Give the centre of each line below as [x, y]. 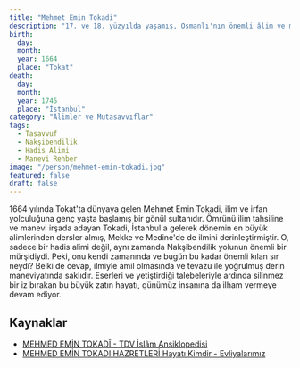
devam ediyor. [35, 295]
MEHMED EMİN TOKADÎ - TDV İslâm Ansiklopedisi [115, 344]
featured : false [39, 175]
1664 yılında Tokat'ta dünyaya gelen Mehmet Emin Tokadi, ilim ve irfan [138, 209]
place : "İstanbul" [52, 109]
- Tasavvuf [37, 134]
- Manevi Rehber [47, 159]
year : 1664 [37, 59]
